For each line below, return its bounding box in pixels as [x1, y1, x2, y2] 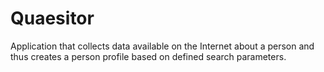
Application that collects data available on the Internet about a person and [10, 40, 315, 52]
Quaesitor [10, 7, 95, 30]
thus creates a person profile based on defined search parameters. [10, 50, 287, 62]
